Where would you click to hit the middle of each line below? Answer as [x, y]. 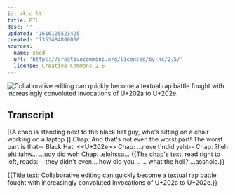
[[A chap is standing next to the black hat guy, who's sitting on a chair [108, 132]
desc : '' [20, 27]
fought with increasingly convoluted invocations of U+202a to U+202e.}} [113, 183]
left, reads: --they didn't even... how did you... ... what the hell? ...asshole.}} [116, 162]
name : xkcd [29, 53]
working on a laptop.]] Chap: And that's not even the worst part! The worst [115, 139]
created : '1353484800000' [45, 40]
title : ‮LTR [23, 20]
